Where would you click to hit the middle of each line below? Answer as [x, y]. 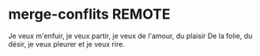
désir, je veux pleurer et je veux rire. [66, 44]
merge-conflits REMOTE [90, 14]
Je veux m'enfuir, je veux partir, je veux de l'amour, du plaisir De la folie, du [130, 36]
